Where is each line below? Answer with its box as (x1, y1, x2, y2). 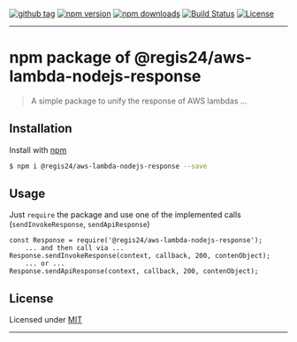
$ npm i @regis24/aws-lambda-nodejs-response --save (9, 162, 208, 171)
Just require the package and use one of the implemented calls (9, 209, 241, 220)
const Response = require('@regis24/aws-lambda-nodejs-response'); (9, 236, 263, 245)
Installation (9, 121, 72, 136)
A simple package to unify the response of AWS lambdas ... (30, 95, 247, 106)
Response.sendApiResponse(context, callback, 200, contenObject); (9, 267, 259, 276)
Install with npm (9, 144, 67, 155)
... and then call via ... (25, 244, 125, 253)
